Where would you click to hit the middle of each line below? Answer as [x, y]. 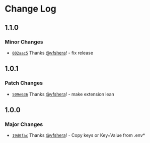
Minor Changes [24, 42]
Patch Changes [24, 83]
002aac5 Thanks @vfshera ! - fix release [53, 53]
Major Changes [24, 124]
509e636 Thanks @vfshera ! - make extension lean [63, 94]
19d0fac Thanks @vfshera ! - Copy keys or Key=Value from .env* [79, 135]
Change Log [30, 9]
